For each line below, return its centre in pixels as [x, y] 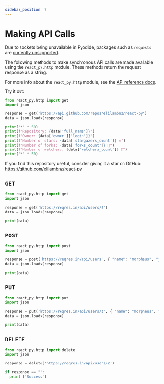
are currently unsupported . [32, 52]
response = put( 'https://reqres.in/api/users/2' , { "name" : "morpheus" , [81, 311]
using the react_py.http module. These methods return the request [73, 67]
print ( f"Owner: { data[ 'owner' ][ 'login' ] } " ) [50, 136]
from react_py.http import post [38, 246]
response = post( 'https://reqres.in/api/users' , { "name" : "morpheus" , [79, 259]
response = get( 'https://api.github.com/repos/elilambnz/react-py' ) [76, 114]
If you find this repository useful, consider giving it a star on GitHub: [73, 164]
